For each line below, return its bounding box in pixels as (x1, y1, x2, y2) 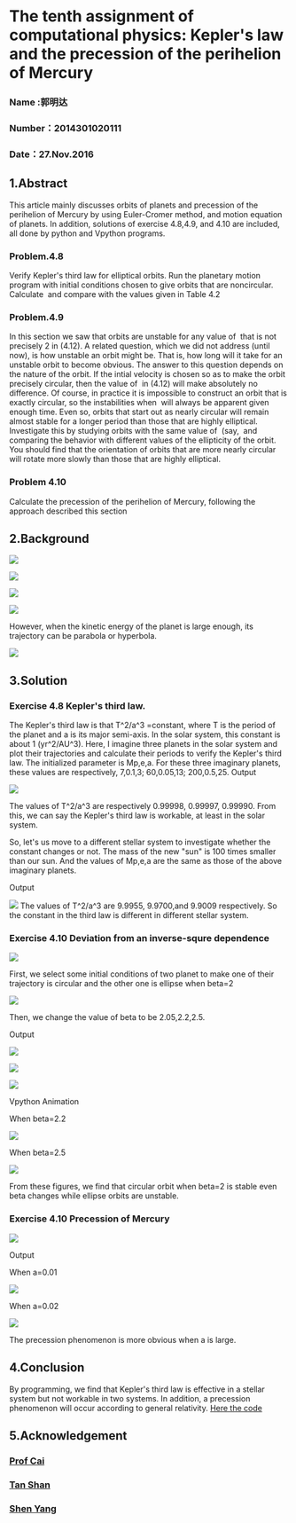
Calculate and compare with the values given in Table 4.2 (9, 289, 221, 300)
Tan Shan (9, 1479, 51, 1491)
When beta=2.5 (9, 1147, 66, 1158)
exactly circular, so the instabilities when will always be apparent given (9, 397, 269, 408)
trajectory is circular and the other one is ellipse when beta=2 (9, 978, 234, 989)
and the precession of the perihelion (9, 44, 282, 64)
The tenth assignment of (9, 6, 195, 27)
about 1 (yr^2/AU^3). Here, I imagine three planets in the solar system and (9, 739, 277, 750)
